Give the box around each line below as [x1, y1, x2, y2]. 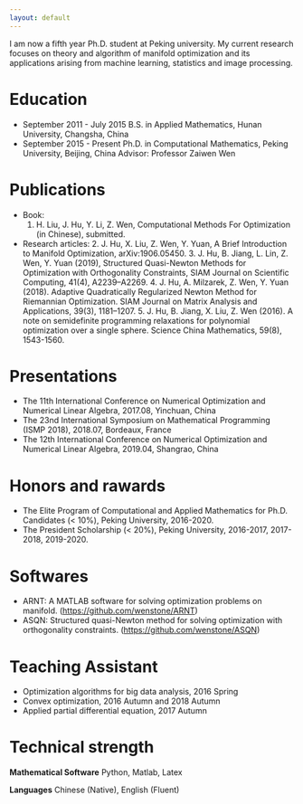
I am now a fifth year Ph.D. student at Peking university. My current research [9, 38, 294, 49]
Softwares [9, 566, 89, 586]
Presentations [9, 365, 118, 386]
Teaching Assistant [9, 657, 158, 676]
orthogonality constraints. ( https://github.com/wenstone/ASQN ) [22, 625, 260, 636]
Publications [9, 179, 106, 200]
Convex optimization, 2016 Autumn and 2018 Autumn [22, 695, 221, 706]
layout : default [9, 13, 71, 23]
